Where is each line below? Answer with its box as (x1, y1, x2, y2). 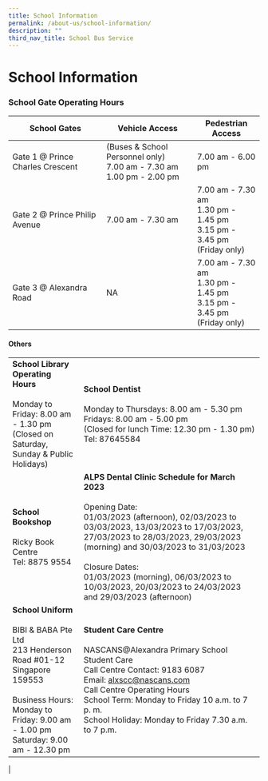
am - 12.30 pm (12, 744, 70, 755)
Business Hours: (12, 694, 73, 705)
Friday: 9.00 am (12, 714, 72, 725)
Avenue (12, 219, 41, 230)
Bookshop (12, 516, 52, 528)
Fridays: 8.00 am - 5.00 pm (83, 413, 188, 424)
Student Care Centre (83, 624, 164, 636)
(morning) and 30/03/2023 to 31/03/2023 (83, 541, 246, 552)
